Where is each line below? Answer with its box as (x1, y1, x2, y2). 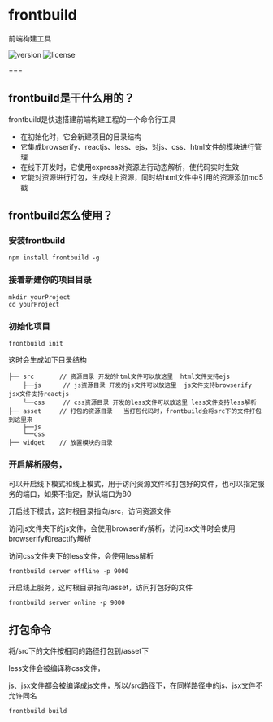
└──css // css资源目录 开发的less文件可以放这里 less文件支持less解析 (23, 398, 258, 407)
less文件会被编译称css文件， (8, 663, 106, 673)
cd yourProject (8, 300, 60, 308)
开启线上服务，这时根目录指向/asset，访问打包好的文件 (8, 583, 193, 593)
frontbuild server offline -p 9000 (8, 568, 129, 576)
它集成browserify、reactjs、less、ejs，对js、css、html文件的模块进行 (19, 141, 255, 151)
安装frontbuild (8, 235, 66, 246)
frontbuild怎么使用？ (8, 209, 114, 223)
